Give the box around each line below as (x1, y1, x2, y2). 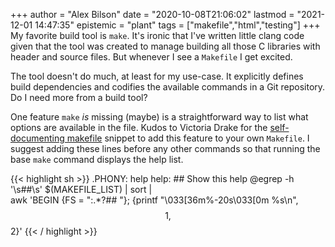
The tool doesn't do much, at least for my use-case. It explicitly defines (10, 70, 304, 82)
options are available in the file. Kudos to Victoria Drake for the (10, 122, 268, 133)
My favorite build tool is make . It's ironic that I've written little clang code (10, 30, 305, 41)
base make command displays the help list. (10, 154, 184, 165)
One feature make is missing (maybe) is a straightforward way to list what (10, 111, 309, 123)
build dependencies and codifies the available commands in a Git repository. (10, 81, 326, 93)
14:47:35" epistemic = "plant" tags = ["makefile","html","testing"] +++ (34, 19, 321, 31)
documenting (10, 132, 65, 144)
